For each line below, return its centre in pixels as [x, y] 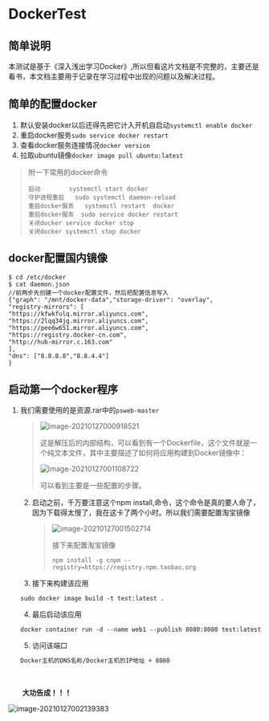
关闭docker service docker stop [81, 223]
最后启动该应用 [57, 614]
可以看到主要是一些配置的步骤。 [93, 486]
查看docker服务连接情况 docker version [85, 145]
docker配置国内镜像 [58, 258]
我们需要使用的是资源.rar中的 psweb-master [90, 410]
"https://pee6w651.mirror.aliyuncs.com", [79, 328]
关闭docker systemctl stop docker [85, 231]
